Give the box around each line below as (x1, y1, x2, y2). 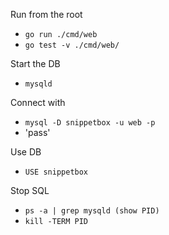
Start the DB (10, 58, 61, 69)
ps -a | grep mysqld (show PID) (24, 206, 160, 216)
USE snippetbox (24, 167, 89, 177)
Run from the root (10, 9, 83, 20)
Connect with (10, 97, 66, 108)
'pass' (24, 127, 51, 138)
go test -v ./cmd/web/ (24, 40, 120, 50)
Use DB (10, 146, 42, 158)
